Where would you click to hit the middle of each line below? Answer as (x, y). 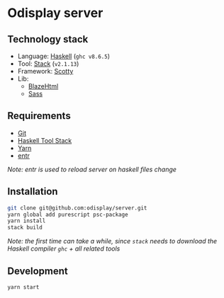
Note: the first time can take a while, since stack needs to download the (112, 241)
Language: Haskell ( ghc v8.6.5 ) (64, 56)
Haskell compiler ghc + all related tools (64, 248)
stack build (25, 228)
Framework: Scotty (45, 71)
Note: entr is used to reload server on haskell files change (92, 169)
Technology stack (48, 39)
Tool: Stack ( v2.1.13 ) (48, 64)
